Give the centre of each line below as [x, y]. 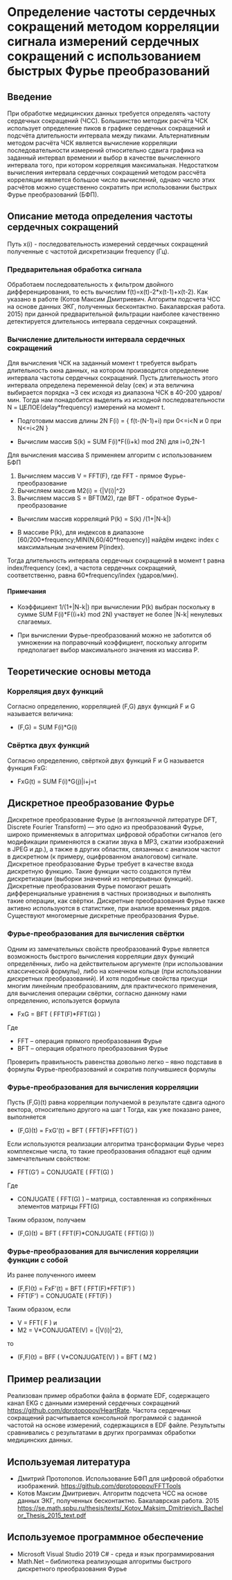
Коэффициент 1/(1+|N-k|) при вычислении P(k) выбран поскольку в [116, 607]
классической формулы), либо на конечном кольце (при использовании [114, 971]
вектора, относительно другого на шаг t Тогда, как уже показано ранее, [114, 1109]
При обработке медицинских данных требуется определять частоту [109, 113]
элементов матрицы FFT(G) [58, 1206]
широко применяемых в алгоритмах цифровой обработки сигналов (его [115, 835]
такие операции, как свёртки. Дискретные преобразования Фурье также [116, 901]
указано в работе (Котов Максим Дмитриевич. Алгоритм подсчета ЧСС [114, 299]
